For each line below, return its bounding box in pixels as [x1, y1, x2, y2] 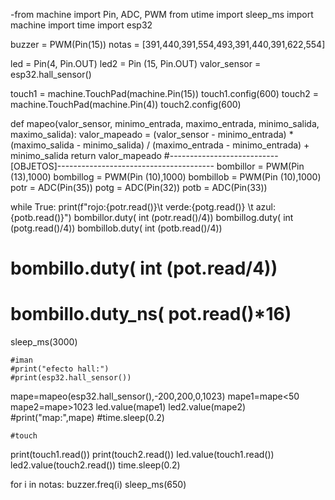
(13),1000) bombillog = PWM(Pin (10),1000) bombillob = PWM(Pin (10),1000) [10, 171, 322, 183]
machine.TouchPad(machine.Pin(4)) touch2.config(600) [10, 99, 242, 110]
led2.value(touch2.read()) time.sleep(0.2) [10, 459, 181, 471]
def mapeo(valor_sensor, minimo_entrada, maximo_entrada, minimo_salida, [10, 118, 320, 129]
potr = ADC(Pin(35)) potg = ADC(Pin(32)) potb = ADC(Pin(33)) [10, 182, 268, 193]
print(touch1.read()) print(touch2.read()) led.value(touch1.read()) [10, 449, 275, 461]
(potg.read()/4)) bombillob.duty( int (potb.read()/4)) [10, 222, 223, 234]
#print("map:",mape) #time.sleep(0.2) [10, 412, 165, 424]
